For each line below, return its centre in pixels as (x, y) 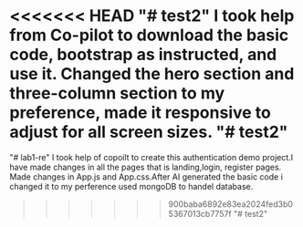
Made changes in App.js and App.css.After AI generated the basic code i (146, 176)
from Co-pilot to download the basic (149, 35)
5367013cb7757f (200, 213)
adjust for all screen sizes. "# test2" (149, 132)
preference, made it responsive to (140, 113)
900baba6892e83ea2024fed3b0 (231, 204)
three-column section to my (117, 93)
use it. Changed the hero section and (152, 74)
